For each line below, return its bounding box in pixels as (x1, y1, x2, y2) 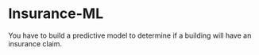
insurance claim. (8, 38, 62, 48)
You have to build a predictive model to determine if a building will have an (8, 31, 252, 40)
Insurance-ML (8, 5, 104, 23)
